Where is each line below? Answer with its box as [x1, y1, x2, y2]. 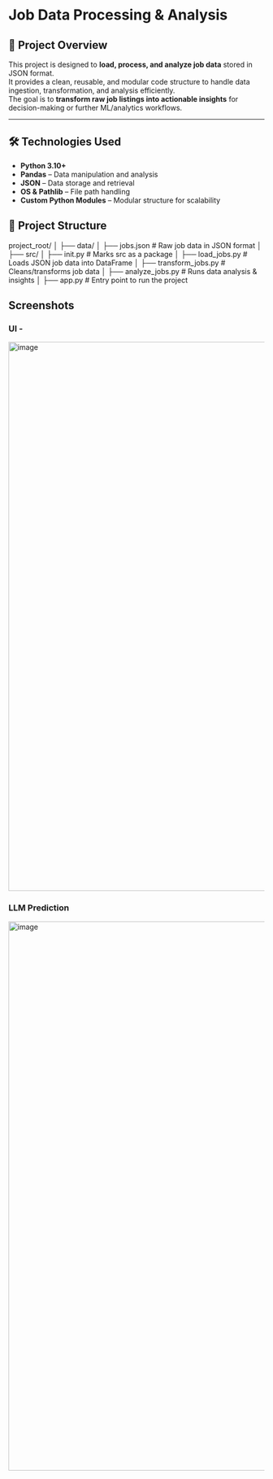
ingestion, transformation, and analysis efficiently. [8, 85, 175, 95]
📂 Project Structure [8, 219, 107, 233]
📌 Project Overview [8, 38, 108, 52]
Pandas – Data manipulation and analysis [19, 169, 158, 179]
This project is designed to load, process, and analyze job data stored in [8, 59, 253, 69]
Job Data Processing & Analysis [8, 6, 228, 24]
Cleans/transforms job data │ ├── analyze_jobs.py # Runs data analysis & [8, 266, 258, 276]
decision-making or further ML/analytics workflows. [8, 103, 183, 112]
